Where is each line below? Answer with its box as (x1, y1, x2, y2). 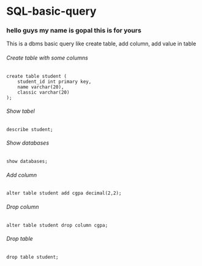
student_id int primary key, (17, 78, 92, 85)
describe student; (6, 126, 53, 132)
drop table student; (6, 254, 59, 260)
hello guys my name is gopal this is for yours (6, 26, 142, 35)
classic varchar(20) (17, 89, 70, 96)
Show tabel (6, 107, 35, 115)
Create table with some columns (6, 54, 89, 62)
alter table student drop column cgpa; (6, 222, 108, 228)
